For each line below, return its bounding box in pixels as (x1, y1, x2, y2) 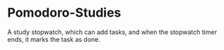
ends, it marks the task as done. (7, 35, 100, 43)
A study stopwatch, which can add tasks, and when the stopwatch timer (7, 28, 218, 36)
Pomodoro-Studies (7, 5, 122, 21)
